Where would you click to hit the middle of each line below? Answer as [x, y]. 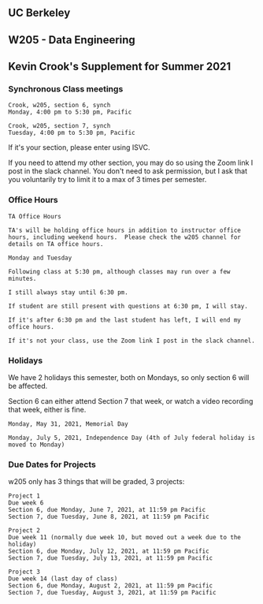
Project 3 [24, 572]
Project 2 [24, 531]
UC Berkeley [39, 13]
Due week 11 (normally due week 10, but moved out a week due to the [125, 538]
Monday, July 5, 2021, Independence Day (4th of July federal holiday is [132, 438]
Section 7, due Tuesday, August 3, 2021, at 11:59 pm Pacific [112, 593]
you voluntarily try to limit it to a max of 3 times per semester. [107, 180]
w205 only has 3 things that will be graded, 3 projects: [96, 482]
